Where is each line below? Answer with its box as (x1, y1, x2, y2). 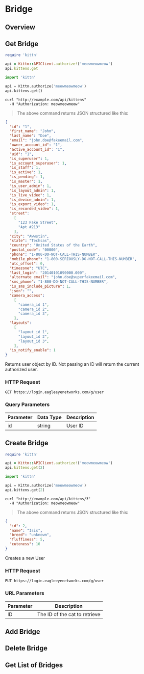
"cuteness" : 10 (9, 541, 41, 547)
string (37, 422, 50, 429)
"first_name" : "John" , (9, 129, 56, 134)
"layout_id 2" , (18, 334, 49, 339)
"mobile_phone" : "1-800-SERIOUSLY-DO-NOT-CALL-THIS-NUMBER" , (9, 256, 137, 261)
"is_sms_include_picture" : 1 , (9, 284, 71, 289)
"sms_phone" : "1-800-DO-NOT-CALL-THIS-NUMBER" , (9, 279, 109, 284)
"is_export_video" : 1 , (9, 202, 56, 207)
